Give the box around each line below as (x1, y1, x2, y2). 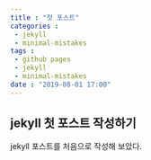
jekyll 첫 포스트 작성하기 (10, 116, 138, 131)
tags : (10, 47, 35, 56)
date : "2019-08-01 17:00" (10, 80, 111, 89)
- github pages (13, 55, 71, 64)
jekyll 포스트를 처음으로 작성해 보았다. (10, 141, 143, 152)
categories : (10, 22, 59, 31)
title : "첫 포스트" (10, 13, 80, 22)
